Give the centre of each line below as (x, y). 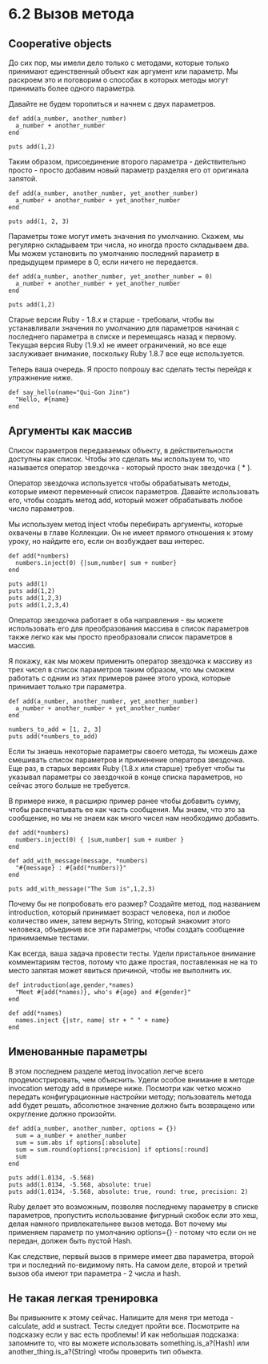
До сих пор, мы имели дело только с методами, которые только (119, 63)
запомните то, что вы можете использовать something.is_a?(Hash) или (129, 1343)
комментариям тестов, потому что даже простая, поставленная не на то (133, 962)
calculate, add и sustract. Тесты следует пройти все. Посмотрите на (124, 1326)
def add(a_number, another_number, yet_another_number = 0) (111, 277)
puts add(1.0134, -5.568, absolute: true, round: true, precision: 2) (128, 1191)
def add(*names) (35, 1013)
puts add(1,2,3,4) (39, 605)
